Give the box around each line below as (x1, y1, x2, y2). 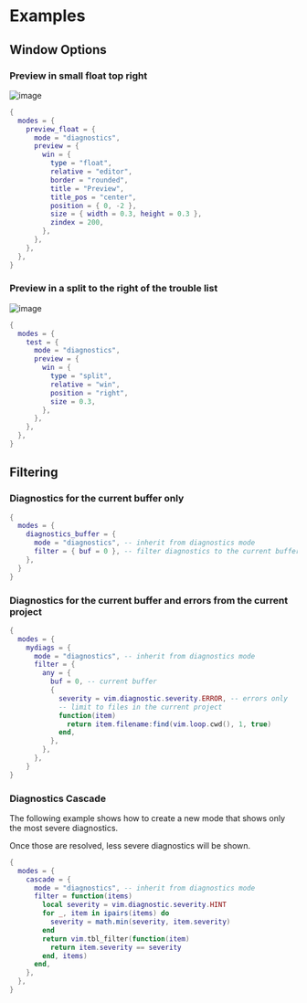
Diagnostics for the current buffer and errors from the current (9, 594, 289, 607)
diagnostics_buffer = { (26, 530, 117, 539)
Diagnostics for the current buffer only (9, 492, 185, 505)
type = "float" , (49, 159, 112, 168)
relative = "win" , (49, 380, 121, 389)
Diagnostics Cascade (9, 792, 107, 805)
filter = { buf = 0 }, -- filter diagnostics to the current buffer (33, 547, 301, 556)
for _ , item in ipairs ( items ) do (42, 909, 170, 918)
